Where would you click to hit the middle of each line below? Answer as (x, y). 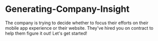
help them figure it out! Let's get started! (46, 33)
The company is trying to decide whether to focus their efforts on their (77, 23)
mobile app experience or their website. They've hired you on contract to (79, 28)
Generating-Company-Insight (67, 9)
